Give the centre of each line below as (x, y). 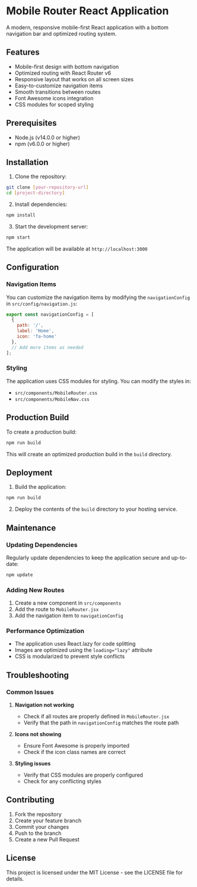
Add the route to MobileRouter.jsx (57, 609)
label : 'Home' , (36, 331)
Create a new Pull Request (47, 839)
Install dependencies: (41, 204)
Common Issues (30, 692)
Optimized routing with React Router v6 (63, 73)
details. (15, 879)
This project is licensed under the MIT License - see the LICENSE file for (94, 872)
